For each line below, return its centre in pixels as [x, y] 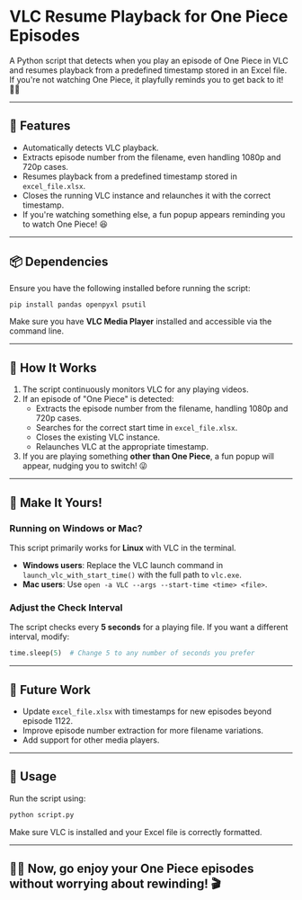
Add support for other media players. [91, 740]
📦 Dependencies [59, 262]
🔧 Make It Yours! [56, 502]
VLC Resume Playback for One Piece [149, 17]
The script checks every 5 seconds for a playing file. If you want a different [149, 628]
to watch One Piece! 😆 [65, 224]
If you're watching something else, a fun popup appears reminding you [154, 214]
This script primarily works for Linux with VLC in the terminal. [123, 548]
